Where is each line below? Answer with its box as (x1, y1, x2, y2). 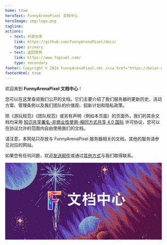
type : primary (14, 45, 43, 50)
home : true (5, 8, 28, 13)
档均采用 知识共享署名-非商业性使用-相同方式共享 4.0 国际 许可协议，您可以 (5, 119, 160, 125)
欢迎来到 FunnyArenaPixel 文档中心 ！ (5, 86, 83, 92)
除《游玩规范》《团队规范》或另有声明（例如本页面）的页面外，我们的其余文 (5, 113, 160, 119)
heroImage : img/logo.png (5, 18, 57, 23)
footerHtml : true (5, 71, 41, 76)
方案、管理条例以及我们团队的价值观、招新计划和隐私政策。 (5, 102, 127, 109)
